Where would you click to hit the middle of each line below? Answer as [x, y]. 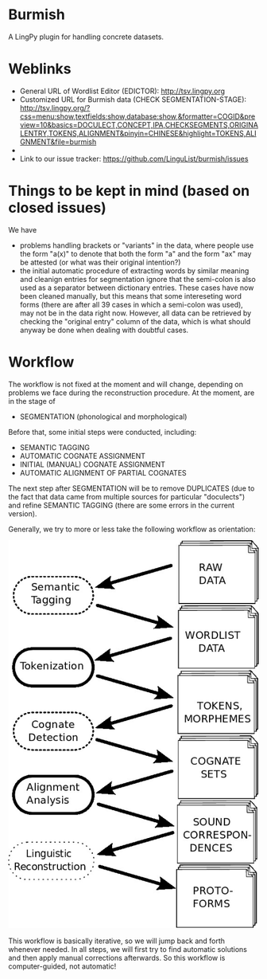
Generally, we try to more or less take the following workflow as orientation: [132, 529]
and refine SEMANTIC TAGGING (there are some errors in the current [122, 505]
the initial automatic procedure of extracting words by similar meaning [134, 270]
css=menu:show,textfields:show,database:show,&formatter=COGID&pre [137, 116]
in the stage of [32, 401]
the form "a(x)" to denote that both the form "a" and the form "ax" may [135, 253]
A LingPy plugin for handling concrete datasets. [86, 37]
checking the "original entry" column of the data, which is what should [135, 321]
